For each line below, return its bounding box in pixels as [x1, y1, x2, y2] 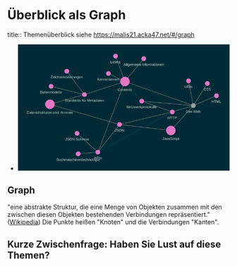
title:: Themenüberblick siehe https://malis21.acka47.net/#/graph [7, 30, 195, 39]
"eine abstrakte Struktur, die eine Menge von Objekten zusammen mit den [7, 203, 222, 211]
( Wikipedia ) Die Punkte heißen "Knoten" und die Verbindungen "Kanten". [7, 218, 219, 227]
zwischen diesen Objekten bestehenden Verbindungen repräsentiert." [7, 210, 210, 219]
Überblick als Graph [7, 7, 126, 23]
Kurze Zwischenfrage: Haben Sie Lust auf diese [7, 238, 221, 250]
